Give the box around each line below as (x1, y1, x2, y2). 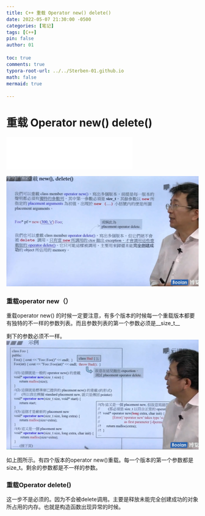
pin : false (6, 35, 34, 42)
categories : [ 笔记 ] (6, 23, 54, 29)
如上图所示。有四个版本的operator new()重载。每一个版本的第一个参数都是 (6, 456, 194, 464)
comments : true (6, 61, 45, 67)
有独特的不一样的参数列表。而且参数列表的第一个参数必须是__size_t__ (6, 320, 180, 327)
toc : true (6, 55, 32, 61)
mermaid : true (6, 81, 43, 87)
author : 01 (6, 42, 34, 48)
